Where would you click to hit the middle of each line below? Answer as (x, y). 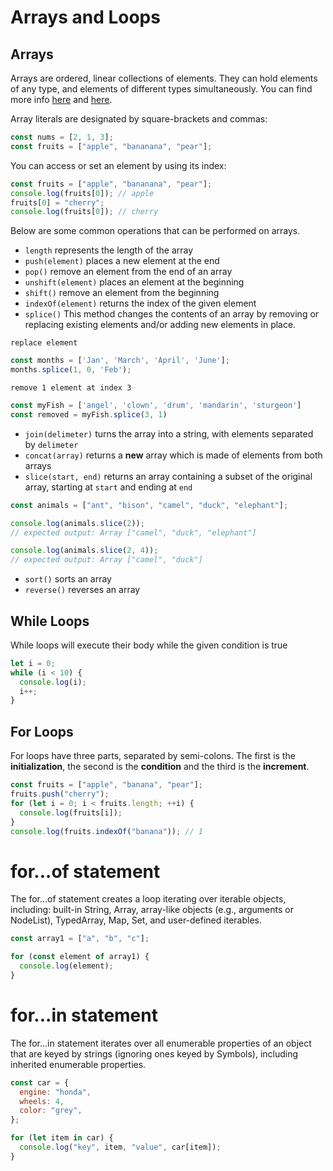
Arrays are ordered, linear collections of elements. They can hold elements (164, 78)
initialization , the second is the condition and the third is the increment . (160, 767)
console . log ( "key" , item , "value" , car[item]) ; (120, 1147)
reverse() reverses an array (82, 590)
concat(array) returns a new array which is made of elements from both (173, 455)
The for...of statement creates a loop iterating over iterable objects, (148, 899)
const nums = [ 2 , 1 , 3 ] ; (62, 137)
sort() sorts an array (68, 579)
